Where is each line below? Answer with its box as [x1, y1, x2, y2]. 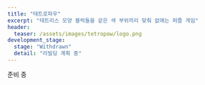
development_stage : [7, 37, 66, 44]
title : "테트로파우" [7, 10, 61, 18]
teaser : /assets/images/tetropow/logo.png [14, 30, 142, 38]
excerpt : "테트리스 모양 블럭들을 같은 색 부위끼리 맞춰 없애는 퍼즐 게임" [7, 17, 199, 24]
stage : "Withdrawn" [14, 43, 72, 50]
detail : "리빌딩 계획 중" [14, 50, 82, 57]
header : [7, 23, 31, 30]
